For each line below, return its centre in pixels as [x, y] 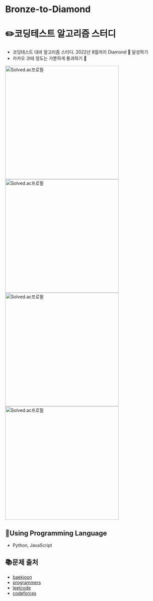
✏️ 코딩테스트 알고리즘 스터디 [61, 34]
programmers [27, 582]
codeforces [24, 593]
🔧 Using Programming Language [56, 533]
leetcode [22, 588]
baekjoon [22, 577]
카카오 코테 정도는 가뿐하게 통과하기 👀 [50, 59]
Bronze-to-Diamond [48, 9]
